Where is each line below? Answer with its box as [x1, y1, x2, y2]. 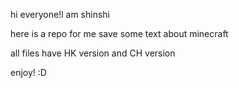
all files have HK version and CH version [10, 47, 176, 59]
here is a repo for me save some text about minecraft [10, 28, 229, 39]
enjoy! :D [10, 67, 47, 78]
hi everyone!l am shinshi [10, 9, 110, 20]
